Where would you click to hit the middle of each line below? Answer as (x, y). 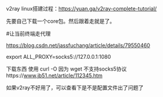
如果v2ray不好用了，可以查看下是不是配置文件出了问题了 (75, 88)
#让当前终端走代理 (29, 34)
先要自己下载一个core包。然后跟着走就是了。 (61, 21)
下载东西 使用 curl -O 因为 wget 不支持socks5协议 (66, 69)
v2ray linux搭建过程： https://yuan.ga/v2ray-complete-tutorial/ (81, 9)
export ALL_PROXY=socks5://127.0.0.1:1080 (59, 57)
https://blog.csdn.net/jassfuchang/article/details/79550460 (78, 45)
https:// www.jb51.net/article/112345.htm (54, 76)
